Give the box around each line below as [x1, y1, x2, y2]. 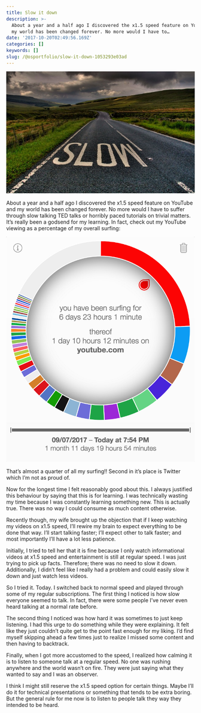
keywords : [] [6, 48, 39, 54]
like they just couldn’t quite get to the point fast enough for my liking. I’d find [6, 627, 194, 634]
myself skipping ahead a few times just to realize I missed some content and [6, 633, 194, 641]
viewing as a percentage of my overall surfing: [6, 225, 121, 232]
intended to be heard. [6, 701, 60, 708]
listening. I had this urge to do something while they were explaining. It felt [6, 621, 190, 628]
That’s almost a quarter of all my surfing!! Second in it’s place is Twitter [6, 467, 181, 475]
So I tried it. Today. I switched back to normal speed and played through [6, 584, 184, 591]
